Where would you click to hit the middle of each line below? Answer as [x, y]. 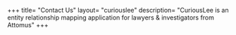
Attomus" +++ [28, 25]
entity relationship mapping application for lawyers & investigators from [111, 17]
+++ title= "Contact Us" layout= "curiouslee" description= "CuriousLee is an [118, 10]
